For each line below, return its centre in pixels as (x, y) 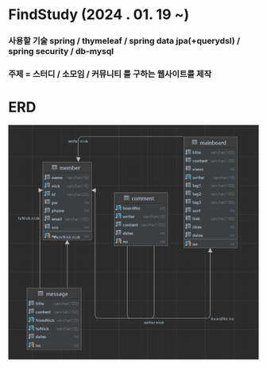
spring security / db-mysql (61, 52)
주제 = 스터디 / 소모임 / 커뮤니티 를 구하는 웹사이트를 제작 (110, 75)
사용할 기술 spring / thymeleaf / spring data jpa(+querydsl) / (124, 41)
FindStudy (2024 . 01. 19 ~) (99, 15)
